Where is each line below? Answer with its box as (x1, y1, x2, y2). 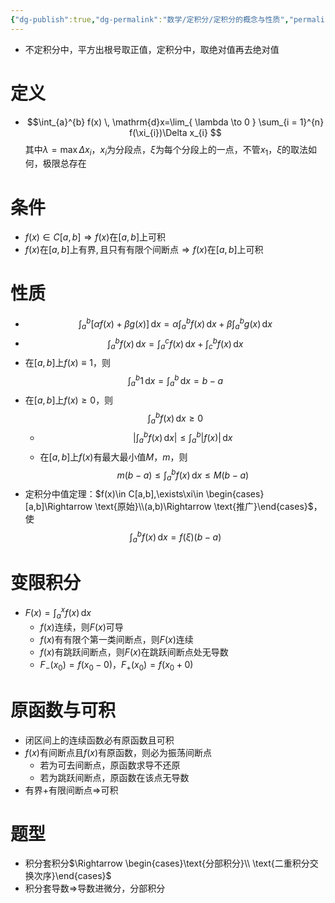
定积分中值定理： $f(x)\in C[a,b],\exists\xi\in (24, 487, 204, 500)
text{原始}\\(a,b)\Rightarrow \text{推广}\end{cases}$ (97, 500, 314, 512)
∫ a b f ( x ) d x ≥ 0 (147, 410, 204, 426)
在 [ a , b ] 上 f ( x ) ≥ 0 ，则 (24, 394, 114, 406)
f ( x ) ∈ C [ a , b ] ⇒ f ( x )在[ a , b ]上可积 (24, 231, 167, 243)
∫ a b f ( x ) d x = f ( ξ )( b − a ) (129, 529, 222, 545)
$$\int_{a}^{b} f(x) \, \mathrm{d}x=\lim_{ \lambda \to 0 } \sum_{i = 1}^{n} (26, 116, 325, 128)
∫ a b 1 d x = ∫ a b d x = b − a (127, 373, 224, 389)
